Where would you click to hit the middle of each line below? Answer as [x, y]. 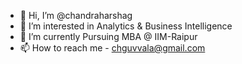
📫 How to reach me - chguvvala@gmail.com [112, 48]
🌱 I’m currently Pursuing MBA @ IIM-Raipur [108, 36]
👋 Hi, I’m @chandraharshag [76, 15]
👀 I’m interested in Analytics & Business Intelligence [126, 26]
